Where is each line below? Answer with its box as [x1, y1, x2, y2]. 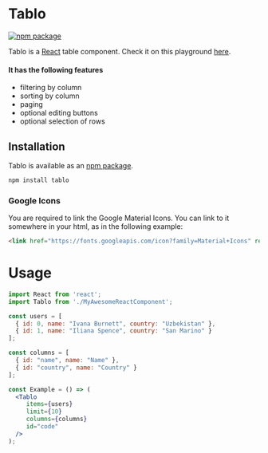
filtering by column [19, 83, 82, 93]
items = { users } [26, 400, 73, 408]
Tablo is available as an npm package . [8, 160, 134, 170]
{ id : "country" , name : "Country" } [15, 364, 137, 372]
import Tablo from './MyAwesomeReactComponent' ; [8, 297, 173, 305]
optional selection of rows [19, 116, 105, 126]
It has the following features [8, 65, 104, 74]
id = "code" [26, 423, 59, 431]
